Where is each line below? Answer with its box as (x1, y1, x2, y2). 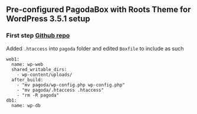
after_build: (11, 76, 44, 83)
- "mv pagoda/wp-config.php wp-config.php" (17, 82, 126, 88)
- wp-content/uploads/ (17, 72, 73, 78)
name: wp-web (11, 61, 44, 67)
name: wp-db (11, 102, 41, 108)
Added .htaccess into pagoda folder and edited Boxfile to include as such (6, 45, 184, 52)
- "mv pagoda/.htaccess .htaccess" (17, 87, 104, 93)
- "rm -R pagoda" (17, 92, 60, 98)
